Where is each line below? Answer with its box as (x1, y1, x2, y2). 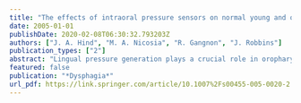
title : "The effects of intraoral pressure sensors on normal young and (9, 13, 287, 22)
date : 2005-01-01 (9, 21, 74, 30)
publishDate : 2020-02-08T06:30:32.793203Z (9, 30, 170, 39)
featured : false (9, 64, 70, 73)
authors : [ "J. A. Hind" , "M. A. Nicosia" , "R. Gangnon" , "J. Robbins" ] (9, 38, 282, 47)
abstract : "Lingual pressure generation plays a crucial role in (9, 55, 258, 64)
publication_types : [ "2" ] (9, 47, 106, 56)
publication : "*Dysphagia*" (9, 72, 115, 81)
